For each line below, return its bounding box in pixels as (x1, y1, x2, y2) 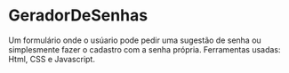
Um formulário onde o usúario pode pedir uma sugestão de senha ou (8, 35, 261, 45)
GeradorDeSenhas (8, 5, 149, 26)
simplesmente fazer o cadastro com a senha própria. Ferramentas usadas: (8, 44, 281, 54)
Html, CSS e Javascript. (8, 53, 95, 64)
